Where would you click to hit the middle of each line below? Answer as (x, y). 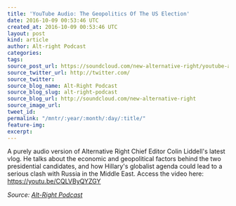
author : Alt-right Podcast (47, 46)
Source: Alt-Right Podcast (45, 195)
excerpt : (20, 131)
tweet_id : (22, 112)
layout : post (26, 33)
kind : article (28, 40)
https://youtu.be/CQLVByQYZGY (54, 181)
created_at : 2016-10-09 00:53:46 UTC (63, 27)
